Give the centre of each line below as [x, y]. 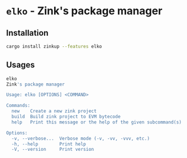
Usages [20, 65]
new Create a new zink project [54, 111]
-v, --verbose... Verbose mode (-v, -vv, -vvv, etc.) [81, 138]
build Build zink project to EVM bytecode [66, 117]
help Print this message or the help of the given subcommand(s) [97, 122]
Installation [27, 33]
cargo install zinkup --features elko [54, 46]
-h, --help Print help [49, 144]
